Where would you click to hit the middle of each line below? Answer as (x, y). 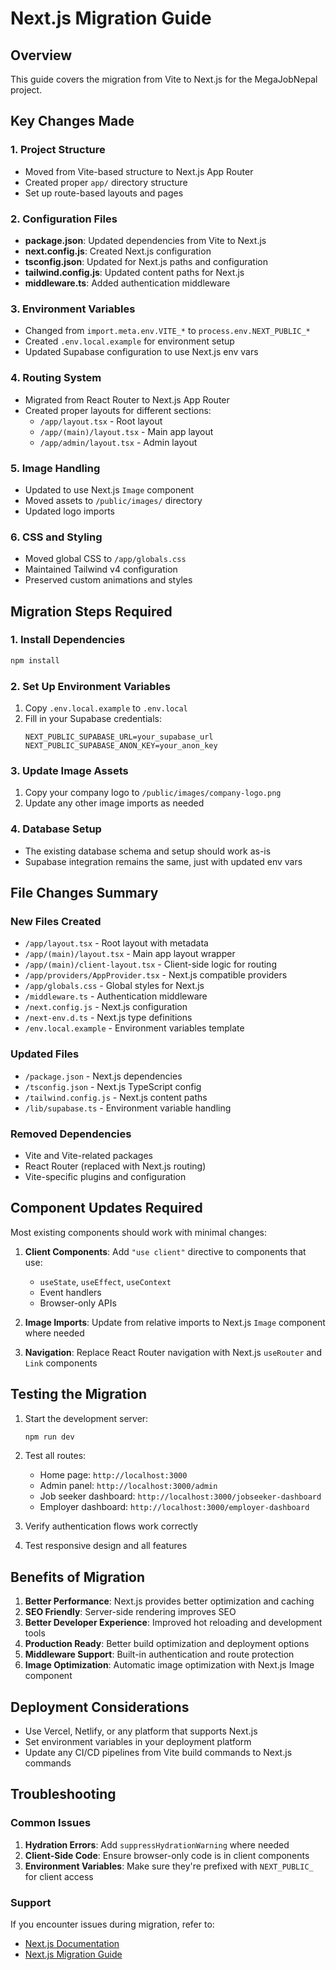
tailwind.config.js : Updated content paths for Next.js (134, 272)
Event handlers (70, 1292)
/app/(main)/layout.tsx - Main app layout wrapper (130, 954)
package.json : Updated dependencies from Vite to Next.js (145, 240)
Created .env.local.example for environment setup (129, 341)
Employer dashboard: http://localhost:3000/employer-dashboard (174, 1507)
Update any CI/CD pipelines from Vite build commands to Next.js (158, 1753)
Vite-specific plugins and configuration (105, 1176)
